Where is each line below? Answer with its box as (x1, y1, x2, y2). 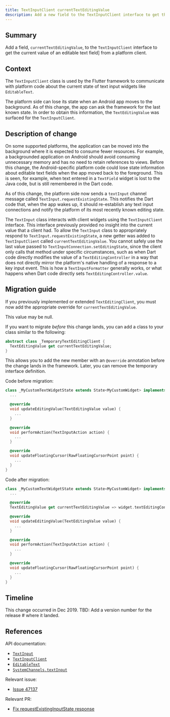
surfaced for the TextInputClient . (5, 115, 76, 121)
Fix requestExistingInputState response (12, 706, 95, 712)
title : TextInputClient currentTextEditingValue (5, 7, 110, 13)
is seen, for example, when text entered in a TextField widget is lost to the (5, 175, 160, 181)
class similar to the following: (5, 329, 66, 335)
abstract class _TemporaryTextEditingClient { (5, 338, 105, 344)
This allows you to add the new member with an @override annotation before (5, 357, 165, 363)
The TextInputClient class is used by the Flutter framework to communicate (5, 78, 164, 84)
